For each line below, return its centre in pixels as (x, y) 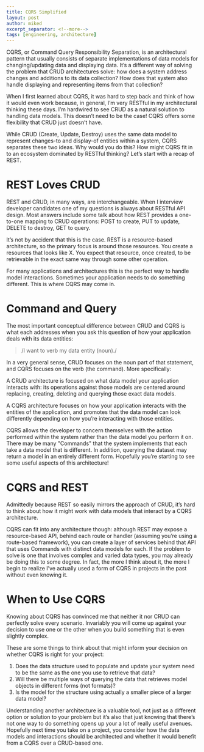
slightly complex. (28, 636)
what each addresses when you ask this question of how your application (98, 332)
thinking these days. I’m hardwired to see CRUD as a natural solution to (95, 109)
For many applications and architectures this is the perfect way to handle (98, 271)
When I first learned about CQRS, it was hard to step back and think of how (100, 97)
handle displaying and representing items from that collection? (85, 85)
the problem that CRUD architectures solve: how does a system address (97, 72)
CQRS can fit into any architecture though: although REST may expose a (97, 529)
